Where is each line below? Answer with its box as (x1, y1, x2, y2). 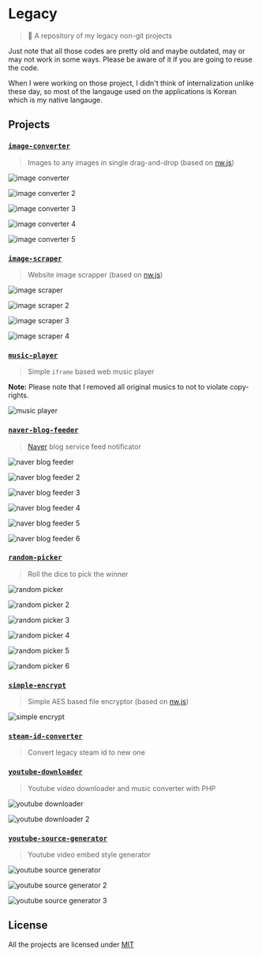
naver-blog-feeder (8, 426, 79, 435)
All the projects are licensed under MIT (8, 940, 134, 949)
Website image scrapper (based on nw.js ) (27, 269, 163, 279)
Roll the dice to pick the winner (27, 569, 129, 578)
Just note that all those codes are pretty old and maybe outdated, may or (8, 46, 245, 55)
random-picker (8, 553, 62, 562)
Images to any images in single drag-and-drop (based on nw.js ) (27, 157, 234, 167)
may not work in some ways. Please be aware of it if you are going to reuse (8, 55, 253, 64)
